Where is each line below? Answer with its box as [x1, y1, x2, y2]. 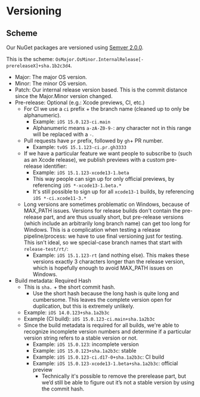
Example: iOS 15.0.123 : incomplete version [32, 341, 139, 348]
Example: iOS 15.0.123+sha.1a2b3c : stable [32, 347, 137, 354]
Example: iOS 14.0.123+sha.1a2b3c [23, 309, 110, 316]
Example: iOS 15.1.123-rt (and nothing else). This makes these [32, 251, 190, 259]
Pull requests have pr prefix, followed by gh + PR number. [23, 137, 164, 144]
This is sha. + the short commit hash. [23, 283, 115, 290]
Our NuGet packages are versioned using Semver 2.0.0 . [6, 44, 144, 51]
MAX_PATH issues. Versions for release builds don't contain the [23, 207, 181, 214]
